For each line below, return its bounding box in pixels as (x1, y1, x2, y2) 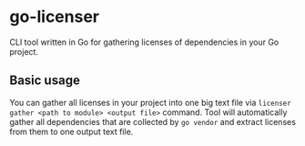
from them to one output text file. (9, 126, 134, 137)
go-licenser (9, 6, 100, 27)
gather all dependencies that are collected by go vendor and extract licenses (9, 116, 296, 127)
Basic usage (9, 73, 80, 89)
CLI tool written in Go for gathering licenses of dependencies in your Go (9, 36, 280, 47)
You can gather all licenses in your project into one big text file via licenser (9, 97, 291, 108)
